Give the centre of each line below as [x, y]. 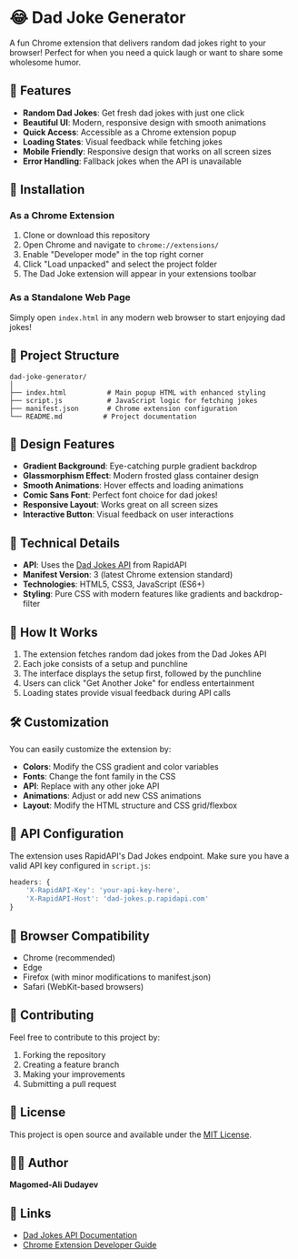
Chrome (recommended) [69, 957]
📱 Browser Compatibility [79, 936]
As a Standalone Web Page [70, 297]
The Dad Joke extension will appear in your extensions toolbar [139, 274]
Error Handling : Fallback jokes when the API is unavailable [132, 161]
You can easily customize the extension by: [90, 749]
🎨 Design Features [62, 444]
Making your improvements [74, 1074]
